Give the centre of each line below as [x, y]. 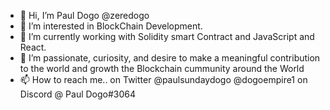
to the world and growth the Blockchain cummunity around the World [162, 68]
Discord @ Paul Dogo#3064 [78, 94]
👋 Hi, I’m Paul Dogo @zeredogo [84, 15]
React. [33, 47]
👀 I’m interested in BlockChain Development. [111, 26]
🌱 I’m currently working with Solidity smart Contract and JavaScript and [167, 36]
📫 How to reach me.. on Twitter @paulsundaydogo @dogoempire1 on [163, 79]
